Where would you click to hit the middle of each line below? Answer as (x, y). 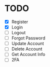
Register (20, 22)
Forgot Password (28, 38)
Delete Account (27, 49)
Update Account (28, 43)
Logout (19, 33)
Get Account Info (28, 54)
